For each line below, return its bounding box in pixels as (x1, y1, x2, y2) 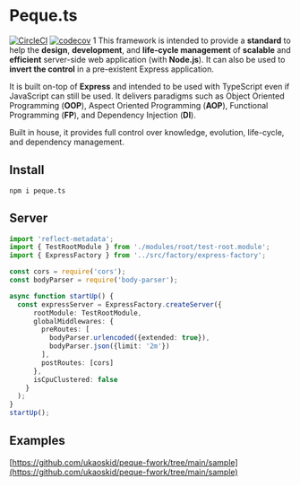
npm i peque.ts (9, 186, 66, 195)
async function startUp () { (9, 291, 115, 300)
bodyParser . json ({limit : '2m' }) (48, 342, 170, 351)
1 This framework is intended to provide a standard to (92, 35, 291, 46)
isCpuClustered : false (32, 375, 118, 384)
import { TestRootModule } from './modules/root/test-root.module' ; (9, 243, 270, 252)
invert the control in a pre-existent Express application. (9, 64, 215, 74)
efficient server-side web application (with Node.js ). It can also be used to (9, 54, 286, 65)
